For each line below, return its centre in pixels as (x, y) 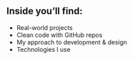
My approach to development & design (71, 42)
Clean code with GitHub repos (59, 35)
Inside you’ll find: (45, 11)
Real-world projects (45, 27)
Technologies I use (43, 49)
